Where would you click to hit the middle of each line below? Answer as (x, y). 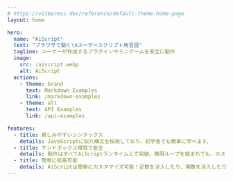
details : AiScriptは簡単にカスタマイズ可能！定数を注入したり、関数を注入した (121, 167)
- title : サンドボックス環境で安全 (59, 148)
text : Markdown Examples (61, 90)
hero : (15, 32)
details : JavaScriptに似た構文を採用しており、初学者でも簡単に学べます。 (116, 141)
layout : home (26, 20)
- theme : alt (38, 103)
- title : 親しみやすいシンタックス (59, 135)
